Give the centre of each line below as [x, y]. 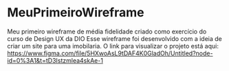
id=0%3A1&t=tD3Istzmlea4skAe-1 [55, 60]
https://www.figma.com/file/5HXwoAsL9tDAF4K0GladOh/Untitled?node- [110, 53]
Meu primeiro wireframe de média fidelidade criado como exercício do [107, 31]
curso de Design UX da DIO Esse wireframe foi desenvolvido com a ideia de [115, 38]
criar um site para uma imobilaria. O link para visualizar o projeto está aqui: [113, 46]
